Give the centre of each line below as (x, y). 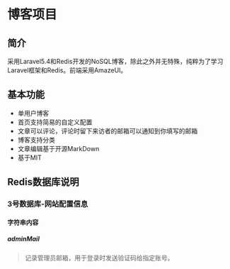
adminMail (24, 239)
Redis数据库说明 (43, 182)
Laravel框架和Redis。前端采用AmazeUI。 (67, 70)
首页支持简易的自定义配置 (55, 122)
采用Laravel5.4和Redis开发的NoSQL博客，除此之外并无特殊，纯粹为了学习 (115, 61)
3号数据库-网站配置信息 (48, 204)
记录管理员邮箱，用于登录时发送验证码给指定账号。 (99, 258)
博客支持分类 (36, 140)
